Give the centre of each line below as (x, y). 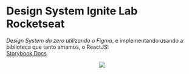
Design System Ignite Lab (72, 11)
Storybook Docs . (27, 53)
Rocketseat (36, 24)
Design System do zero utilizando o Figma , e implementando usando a (95, 40)
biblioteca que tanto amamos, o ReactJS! (58, 47)
